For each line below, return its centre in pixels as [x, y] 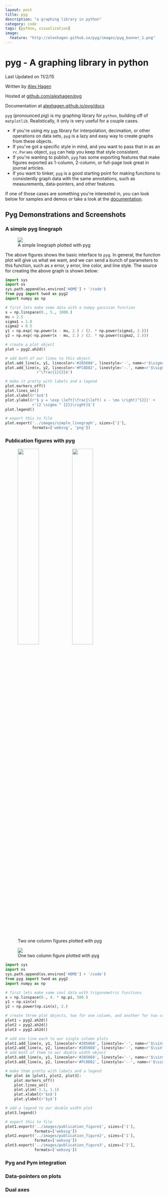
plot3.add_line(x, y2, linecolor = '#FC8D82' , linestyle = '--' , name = [77, 1062]
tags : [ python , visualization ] [38, 29]
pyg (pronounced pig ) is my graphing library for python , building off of [77, 115]
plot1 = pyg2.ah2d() [27, 1020]
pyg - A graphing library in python [77, 63]
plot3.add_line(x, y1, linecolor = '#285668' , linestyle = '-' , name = [76, 1057]
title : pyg [16, 15]
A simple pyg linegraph [34, 229]
